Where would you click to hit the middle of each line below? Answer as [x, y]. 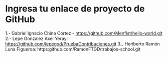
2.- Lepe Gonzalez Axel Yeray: [37, 38]
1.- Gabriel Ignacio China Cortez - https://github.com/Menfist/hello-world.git [84, 33]
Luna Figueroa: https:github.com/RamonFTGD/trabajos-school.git [73, 49]
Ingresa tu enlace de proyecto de [75, 9]
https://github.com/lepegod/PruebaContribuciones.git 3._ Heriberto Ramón [83, 43]
